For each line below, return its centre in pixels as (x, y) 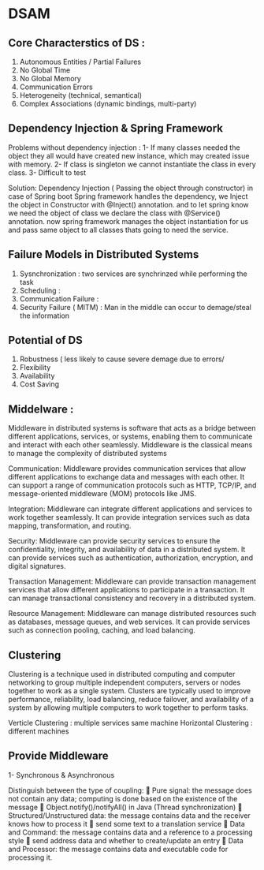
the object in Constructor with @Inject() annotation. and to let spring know (129, 204)
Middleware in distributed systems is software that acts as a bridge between (132, 428)
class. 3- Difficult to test (47, 172)
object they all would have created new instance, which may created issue (129, 155)
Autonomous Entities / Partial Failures (80, 62)
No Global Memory (50, 78)
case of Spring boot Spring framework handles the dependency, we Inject (128, 196)
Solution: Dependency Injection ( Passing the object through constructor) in (131, 188)
